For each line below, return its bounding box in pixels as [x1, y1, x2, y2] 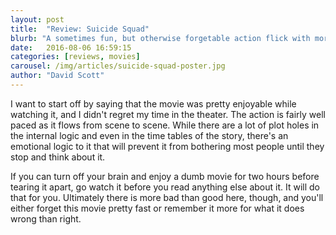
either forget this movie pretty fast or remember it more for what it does [10, 202, 305, 214]
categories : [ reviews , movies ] [10, 52, 141, 62]
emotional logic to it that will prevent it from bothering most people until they [10, 140, 325, 152]
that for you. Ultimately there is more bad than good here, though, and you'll [10, 191, 324, 203]
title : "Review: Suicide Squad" [10, 24, 150, 34]
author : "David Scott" [10, 71, 105, 81]
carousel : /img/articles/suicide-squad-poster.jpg [10, 61, 226, 71]
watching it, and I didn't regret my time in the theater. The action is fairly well [10, 108, 326, 120]
